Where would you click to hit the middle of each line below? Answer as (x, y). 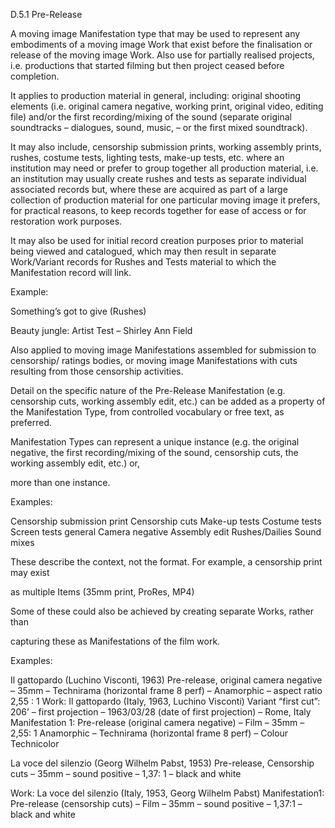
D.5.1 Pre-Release (46, 14)
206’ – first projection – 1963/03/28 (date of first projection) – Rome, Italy (161, 712)
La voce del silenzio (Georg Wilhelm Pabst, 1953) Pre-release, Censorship (162, 763)
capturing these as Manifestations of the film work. (115, 641)
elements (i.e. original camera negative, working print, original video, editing (167, 106)
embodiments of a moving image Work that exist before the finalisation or (161, 44)
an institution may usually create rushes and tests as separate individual (158, 178)
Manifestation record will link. (71, 272)
